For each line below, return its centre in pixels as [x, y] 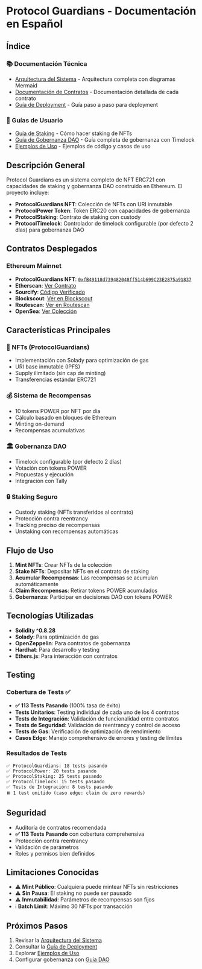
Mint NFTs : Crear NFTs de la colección [63, 565]
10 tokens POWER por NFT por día [58, 411]
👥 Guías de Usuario [35, 120]
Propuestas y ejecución [44, 474]
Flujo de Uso [30, 550]
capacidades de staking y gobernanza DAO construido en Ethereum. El [94, 186]
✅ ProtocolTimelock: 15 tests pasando [55, 781]
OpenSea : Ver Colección [46, 311]
